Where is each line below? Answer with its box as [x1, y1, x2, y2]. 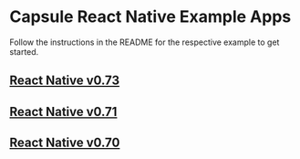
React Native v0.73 [9, 73, 120, 89]
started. [9, 46, 39, 57]
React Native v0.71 [9, 103, 118, 120]
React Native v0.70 [9, 135, 120, 151]
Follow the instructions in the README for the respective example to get [9, 37, 280, 48]
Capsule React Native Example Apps [9, 6, 292, 27]
